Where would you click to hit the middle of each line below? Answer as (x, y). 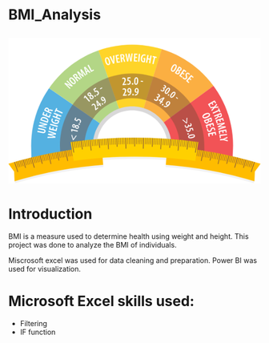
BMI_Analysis (55, 15)
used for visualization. (45, 268)
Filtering (34, 323)
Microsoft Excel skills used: (101, 301)
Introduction (50, 214)
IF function (38, 332)
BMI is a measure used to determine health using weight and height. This (129, 236)
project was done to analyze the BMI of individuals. (93, 244)
